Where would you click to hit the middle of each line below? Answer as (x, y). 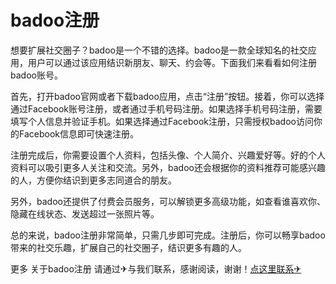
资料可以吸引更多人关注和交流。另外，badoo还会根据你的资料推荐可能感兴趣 (168, 167)
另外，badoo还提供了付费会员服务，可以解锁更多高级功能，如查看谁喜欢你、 (168, 201)
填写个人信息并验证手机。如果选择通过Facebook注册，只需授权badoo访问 (162, 121)
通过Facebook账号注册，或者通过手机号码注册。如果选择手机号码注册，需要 (166, 108)
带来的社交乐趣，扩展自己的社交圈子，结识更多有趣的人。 (128, 247)
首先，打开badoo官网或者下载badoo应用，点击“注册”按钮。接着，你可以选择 (167, 96)
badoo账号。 (36, 75)
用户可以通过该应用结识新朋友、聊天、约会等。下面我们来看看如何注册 (172, 62)
